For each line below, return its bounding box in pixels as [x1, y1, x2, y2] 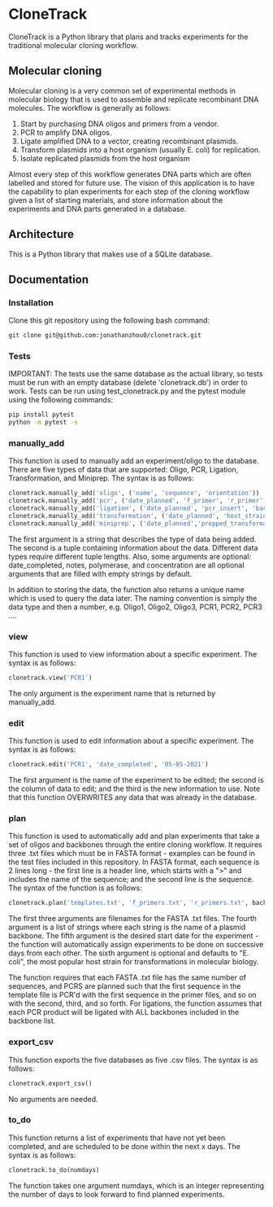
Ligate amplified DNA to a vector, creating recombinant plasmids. [19, 136, 239, 146]
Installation [8, 296, 54, 308]
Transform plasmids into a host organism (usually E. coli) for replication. [19, 144, 262, 155]
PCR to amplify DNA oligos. [19, 127, 112, 137]
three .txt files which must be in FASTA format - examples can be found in [8, 849, 256, 858]
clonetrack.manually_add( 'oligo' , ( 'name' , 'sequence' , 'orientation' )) [8, 489, 260, 498]
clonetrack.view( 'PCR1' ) [8, 674, 93, 683]
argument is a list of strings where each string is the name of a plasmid [8, 922, 246, 933]
